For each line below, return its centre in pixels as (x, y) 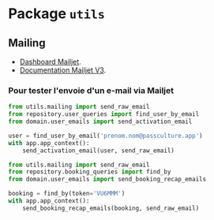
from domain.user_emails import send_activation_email (100, 122)
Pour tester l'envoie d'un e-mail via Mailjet (91, 90)
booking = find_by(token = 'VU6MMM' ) (67, 194)
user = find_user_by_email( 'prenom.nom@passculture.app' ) (105, 136)
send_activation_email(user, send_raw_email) (99, 151)
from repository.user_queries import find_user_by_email (104, 114)
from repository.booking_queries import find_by (90, 172)
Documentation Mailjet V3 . (63, 70)
